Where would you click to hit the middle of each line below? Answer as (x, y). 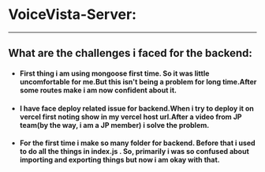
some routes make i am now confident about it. (98, 90)
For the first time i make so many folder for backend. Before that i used (137, 143)
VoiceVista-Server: (72, 15)
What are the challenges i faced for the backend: (130, 53)
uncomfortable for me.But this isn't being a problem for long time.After (138, 81)
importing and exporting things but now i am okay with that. (119, 160)
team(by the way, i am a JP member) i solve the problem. (114, 125)
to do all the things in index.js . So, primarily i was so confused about (134, 151)
